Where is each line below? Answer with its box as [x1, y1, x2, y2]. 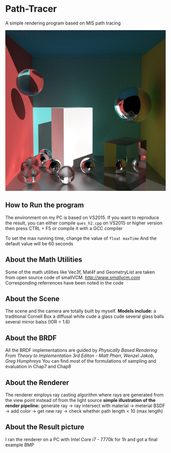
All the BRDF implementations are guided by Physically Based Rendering [5, 347, 158, 354]
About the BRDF [5, 334, 57, 342]
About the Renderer [5, 378, 69, 387]
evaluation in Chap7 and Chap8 [5, 363, 71, 370]
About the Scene [5, 294, 60, 303]
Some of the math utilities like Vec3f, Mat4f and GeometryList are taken [5, 269, 155, 275]
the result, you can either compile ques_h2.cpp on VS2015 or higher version [5, 220, 163, 226]
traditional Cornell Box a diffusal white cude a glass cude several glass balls [5, 313, 164, 319]
